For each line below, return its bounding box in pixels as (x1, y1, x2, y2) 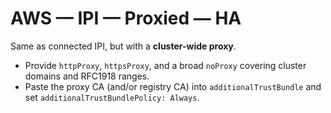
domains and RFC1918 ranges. (24, 70, 150, 82)
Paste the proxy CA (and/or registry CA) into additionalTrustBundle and (24, 80, 322, 92)
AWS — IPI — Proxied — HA (10, 7, 242, 30)
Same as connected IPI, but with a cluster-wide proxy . (10, 40, 237, 52)
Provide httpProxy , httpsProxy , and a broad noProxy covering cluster (24, 59, 307, 71)
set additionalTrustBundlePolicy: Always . (24, 91, 200, 103)
